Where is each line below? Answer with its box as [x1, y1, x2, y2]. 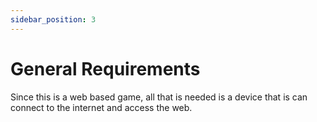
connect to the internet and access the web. [10, 101, 193, 113]
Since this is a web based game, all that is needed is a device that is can [10, 91, 308, 103]
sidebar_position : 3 [10, 14, 97, 25]
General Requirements [10, 57, 201, 80]
